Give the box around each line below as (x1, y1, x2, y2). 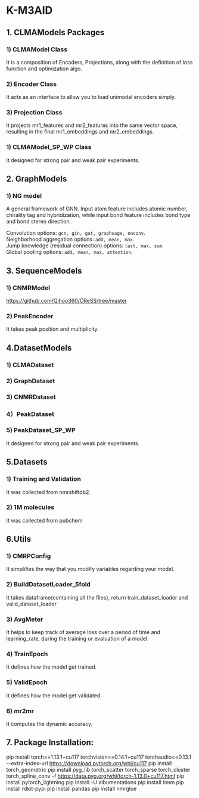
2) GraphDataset (6, 377, 55, 385)
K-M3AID (6, 4, 53, 17)
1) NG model (6, 192, 42, 200)
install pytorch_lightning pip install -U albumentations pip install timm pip (6, 778, 184, 785)
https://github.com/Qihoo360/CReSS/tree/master (6, 297, 127, 305)
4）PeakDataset (6, 409, 55, 418)
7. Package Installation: (6, 737, 94, 748)
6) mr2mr (6, 707, 35, 715)
